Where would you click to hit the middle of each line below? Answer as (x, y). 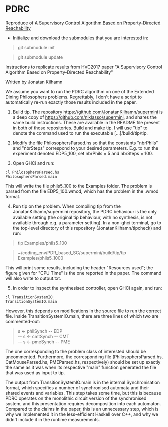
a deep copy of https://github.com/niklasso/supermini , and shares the (85, 117)
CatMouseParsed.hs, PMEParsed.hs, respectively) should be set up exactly (83, 362)
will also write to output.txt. (33, 278)
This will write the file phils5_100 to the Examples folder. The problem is (79, 186)
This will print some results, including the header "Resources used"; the (79, 267)
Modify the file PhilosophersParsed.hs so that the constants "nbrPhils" (85, 143)
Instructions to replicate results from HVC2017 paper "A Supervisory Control (84, 67)
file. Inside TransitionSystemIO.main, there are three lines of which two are (82, 316)
